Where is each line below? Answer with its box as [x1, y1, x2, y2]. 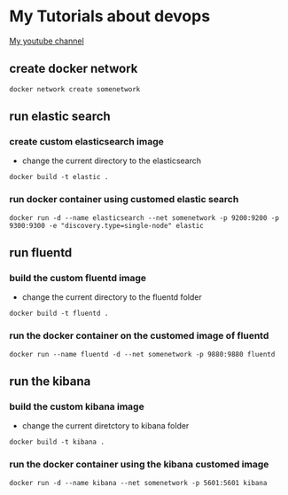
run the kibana [9, 374, 91, 389]
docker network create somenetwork [9, 84, 141, 94]
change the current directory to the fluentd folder [21, 292, 202, 302]
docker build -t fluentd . [9, 309, 109, 318]
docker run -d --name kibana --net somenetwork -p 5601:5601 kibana [9, 478, 268, 487]
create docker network [9, 61, 138, 76]
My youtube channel [9, 35, 84, 46]
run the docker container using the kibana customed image [9, 459, 269, 471]
